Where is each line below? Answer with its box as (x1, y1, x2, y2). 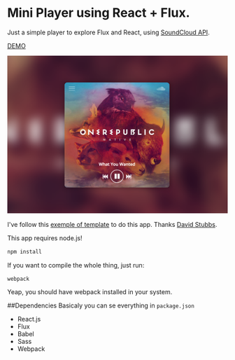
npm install (7, 248, 42, 255)
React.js (17, 315, 41, 324)
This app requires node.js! (7, 233, 83, 242)
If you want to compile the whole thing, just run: (7, 261, 145, 269)
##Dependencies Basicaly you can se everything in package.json (7, 301, 194, 310)
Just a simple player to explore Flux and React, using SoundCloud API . (7, 28, 210, 36)
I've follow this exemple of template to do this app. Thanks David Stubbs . (7, 220, 218, 228)
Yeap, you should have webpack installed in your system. (7, 288, 173, 296)
